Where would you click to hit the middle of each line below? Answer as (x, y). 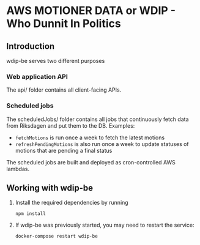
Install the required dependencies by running (72, 203)
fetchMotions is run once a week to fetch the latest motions (90, 137)
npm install (30, 214)
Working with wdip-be (50, 188)
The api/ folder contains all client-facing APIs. (64, 90)
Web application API (37, 76)
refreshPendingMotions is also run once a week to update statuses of (102, 144)
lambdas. (18, 169)
